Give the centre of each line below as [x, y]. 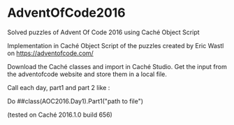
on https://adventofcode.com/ [51, 53]
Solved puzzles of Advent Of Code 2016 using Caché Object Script [104, 32]
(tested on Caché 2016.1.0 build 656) [60, 115]
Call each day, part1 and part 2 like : [59, 87]
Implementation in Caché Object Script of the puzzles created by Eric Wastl [116, 45]
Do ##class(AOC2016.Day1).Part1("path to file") [75, 101]
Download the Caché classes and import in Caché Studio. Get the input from [117, 66]
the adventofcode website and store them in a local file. [87, 74]
